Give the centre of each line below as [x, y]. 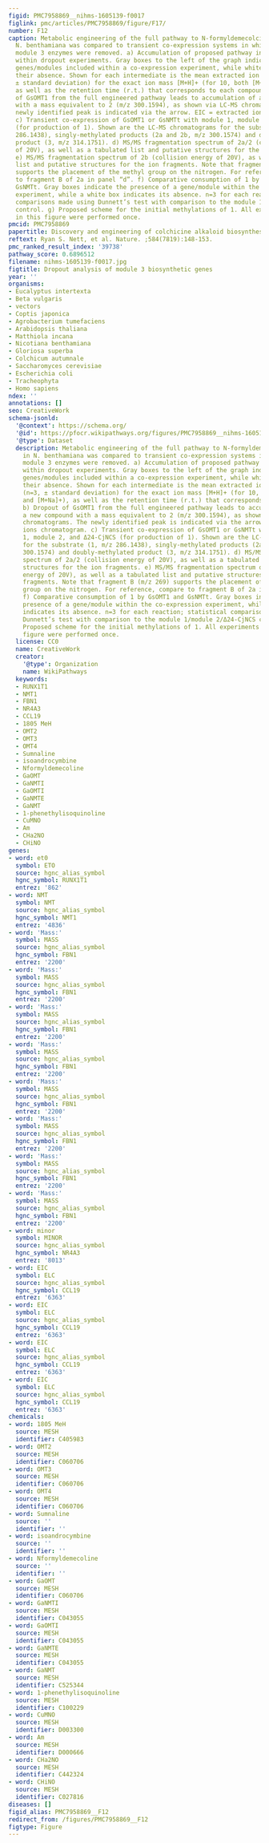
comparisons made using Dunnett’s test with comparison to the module [136, 202]
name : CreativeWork [48, 649]
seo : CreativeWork [39, 411]
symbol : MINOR [39, 1238]
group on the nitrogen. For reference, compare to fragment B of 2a [139, 590]
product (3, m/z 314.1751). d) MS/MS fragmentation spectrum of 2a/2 [134, 142]
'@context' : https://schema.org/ [71, 426]
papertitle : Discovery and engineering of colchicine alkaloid [116, 232]
